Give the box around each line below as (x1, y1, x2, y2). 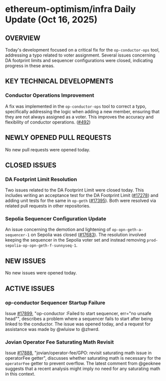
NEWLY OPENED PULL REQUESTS (5, 133, 111, 142)
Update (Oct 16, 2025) (5, 14, 98, 25)
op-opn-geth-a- (111, 227, 144, 233)
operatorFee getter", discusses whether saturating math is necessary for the (5, 355, 161, 361)
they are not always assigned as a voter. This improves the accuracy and (5, 114, 154, 120)
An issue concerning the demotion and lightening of (5, 227, 111, 233)
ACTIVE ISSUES (5, 284, 55, 293)
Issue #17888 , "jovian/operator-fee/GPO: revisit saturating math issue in (5, 350, 152, 356)
